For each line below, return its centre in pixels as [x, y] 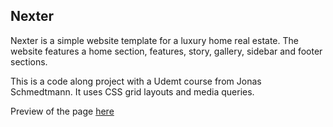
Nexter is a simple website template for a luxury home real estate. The [154, 40]
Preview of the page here [62, 111]
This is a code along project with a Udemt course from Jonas [136, 81]
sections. [29, 61]
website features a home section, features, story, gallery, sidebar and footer [166, 51]
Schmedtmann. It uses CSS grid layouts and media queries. [132, 91]
